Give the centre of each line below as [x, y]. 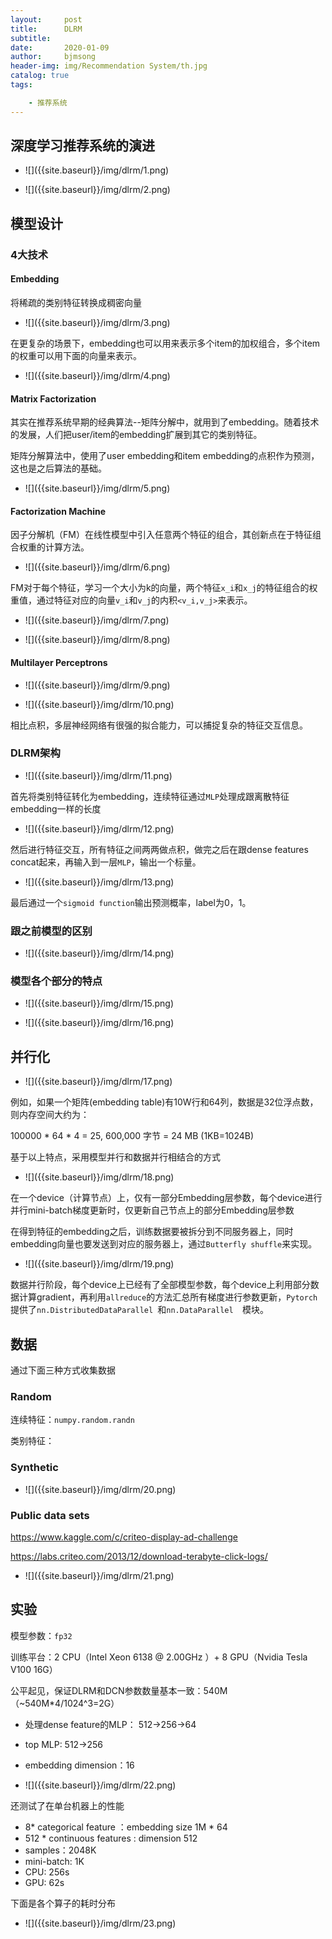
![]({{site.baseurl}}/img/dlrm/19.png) [99, 1264]
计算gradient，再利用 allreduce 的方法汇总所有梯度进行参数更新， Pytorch [168, 1297]
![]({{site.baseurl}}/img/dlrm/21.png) [99, 1575]
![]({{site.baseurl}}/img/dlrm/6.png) [97, 567]
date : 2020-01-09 [60, 47]
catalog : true [40, 76]
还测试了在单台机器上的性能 [67, 1805]
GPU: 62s [44, 1882]
